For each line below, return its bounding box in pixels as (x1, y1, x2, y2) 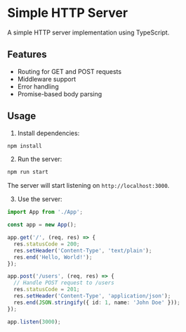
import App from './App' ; (7, 209, 83, 216)
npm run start (7, 169, 49, 176)
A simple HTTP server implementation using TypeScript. (7, 28, 170, 37)
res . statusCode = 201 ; (13, 286, 80, 293)
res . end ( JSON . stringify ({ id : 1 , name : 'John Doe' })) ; (13, 299, 180, 306)
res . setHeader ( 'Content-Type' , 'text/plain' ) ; (13, 247, 152, 254)
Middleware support (17, 75, 77, 83)
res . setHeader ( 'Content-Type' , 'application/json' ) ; (13, 293, 171, 300)
